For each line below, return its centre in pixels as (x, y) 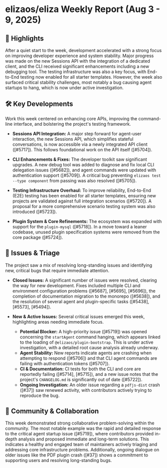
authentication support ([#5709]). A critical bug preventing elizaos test (86, 175)
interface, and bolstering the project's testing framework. (72, 124)
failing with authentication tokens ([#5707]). (65, 363)
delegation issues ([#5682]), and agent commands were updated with (84, 170)
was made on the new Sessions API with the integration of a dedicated (78, 61)
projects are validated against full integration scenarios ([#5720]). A (82, 201)
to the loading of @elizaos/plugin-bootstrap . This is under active (86, 342)
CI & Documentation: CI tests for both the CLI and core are (80, 369)
